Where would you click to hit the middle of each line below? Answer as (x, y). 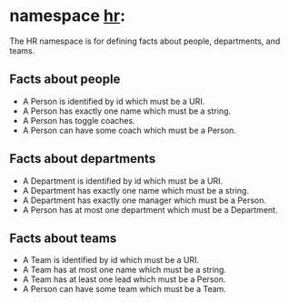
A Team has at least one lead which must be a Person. (124, 279)
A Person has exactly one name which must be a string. (127, 111)
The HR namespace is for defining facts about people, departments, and (145, 41)
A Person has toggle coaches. (79, 120)
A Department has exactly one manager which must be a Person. (144, 200)
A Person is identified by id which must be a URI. (114, 101)
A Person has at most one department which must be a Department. (150, 209)
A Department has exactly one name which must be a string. (136, 190)
